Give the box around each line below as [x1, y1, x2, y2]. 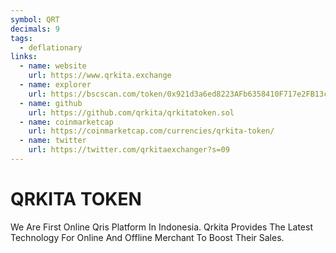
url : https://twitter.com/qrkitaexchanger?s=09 [28, 145, 230, 155]
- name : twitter [19, 136, 87, 146]
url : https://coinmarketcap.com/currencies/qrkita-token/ [28, 126, 275, 136]
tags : [10, 33, 33, 43]
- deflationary [19, 42, 83, 53]
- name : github [19, 98, 83, 108]
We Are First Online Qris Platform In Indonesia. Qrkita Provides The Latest [10, 221, 313, 233]
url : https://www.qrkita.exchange [28, 71, 172, 81]
